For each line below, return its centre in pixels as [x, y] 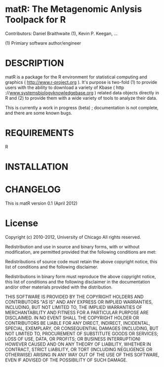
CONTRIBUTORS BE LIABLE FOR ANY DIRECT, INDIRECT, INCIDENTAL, [78, 323]
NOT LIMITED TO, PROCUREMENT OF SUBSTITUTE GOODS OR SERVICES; [82, 333]
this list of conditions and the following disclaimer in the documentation [78, 282]
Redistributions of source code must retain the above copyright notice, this [81, 261]
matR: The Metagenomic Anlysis [74, 9]
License [22, 223]
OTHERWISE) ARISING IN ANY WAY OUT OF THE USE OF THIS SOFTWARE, [82, 355]
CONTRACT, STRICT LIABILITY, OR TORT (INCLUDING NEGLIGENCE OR [79, 349]
